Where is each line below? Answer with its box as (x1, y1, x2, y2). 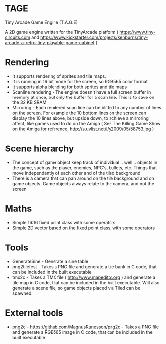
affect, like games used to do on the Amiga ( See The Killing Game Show (12, 120, 161, 126)
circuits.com (5, 34, 31, 40)
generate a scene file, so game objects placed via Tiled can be (12, 285, 141, 291)
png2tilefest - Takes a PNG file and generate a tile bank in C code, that (12, 263, 157, 270)
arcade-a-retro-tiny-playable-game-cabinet (5, 39, 95, 45)
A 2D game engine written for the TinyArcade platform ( (5, 29, 119, 35)
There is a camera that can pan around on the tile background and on (12, 175, 155, 181)
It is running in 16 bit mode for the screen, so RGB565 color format (12, 78, 148, 84)
